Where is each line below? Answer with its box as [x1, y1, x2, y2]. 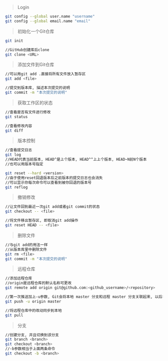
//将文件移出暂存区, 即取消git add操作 [5, 218, 78, 223]
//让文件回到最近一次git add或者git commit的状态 [5, 204, 100, 209]
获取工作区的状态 [17, 100, 53, 106]
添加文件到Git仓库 [17, 62, 54, 68]
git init [5, 38, 23, 43]
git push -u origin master [5, 299, 61, 304]
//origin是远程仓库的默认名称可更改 [5, 280, 71, 286]
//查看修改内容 [5, 123, 32, 128]
